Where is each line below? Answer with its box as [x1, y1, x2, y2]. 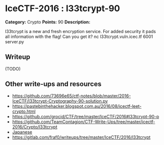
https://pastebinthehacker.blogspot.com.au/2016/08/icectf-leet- [12, 103, 142, 109]
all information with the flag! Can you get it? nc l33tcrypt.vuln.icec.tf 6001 [5, 34, 153, 39]
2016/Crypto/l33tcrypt [12, 124, 58, 129]
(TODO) [5, 66, 21, 72]
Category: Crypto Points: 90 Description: [5, 19, 91, 25]
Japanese [12, 129, 33, 135]
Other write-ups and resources [5, 80, 102, 88]
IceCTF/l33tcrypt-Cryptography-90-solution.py [12, 98, 108, 104]
